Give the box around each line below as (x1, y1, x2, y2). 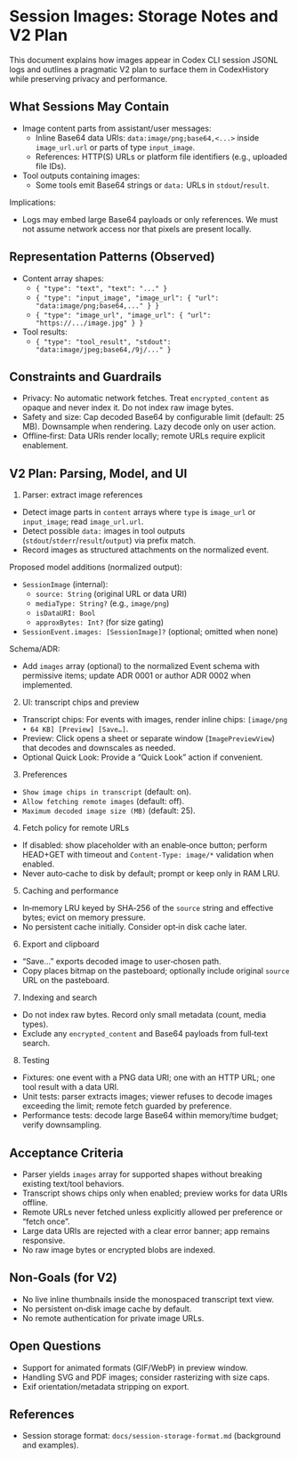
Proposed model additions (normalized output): (9, 562, 182, 573)
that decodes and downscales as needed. (21, 743, 176, 754)
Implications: (9, 197, 56, 207)
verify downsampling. (21, 1119, 102, 1131)
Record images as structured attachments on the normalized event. (21, 544, 270, 555)
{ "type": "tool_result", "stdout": (35, 337, 172, 346)
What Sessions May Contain (9, 100, 170, 115)
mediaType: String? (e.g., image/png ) (35, 598, 170, 609)
